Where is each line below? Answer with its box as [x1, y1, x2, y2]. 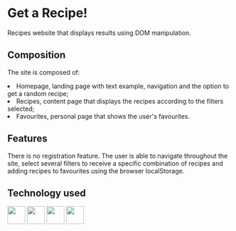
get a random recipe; [7, 89, 69, 97]
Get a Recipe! [7, 5, 88, 21]
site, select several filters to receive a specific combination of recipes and [7, 159, 224, 168]
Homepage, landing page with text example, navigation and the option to [16, 82, 230, 90]
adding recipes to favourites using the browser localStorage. [7, 166, 185, 175]
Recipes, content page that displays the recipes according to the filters [16, 97, 224, 105]
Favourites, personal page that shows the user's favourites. [16, 112, 191, 120]
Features [7, 133, 48, 145]
